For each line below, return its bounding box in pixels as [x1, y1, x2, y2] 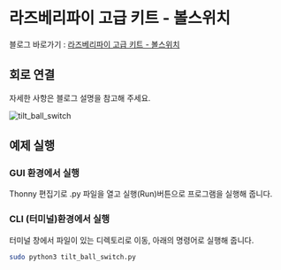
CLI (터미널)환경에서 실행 [9, 213, 110, 226]
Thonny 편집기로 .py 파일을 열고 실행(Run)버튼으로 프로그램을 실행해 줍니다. [9, 189, 273, 199]
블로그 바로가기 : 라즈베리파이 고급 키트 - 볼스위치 [9, 39, 180, 50]
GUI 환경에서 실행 [9, 167, 80, 180]
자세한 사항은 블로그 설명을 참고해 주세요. [9, 92, 151, 103]
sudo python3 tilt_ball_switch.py [9, 252, 137, 261]
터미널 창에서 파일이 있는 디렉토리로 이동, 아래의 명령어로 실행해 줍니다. [9, 235, 254, 245]
